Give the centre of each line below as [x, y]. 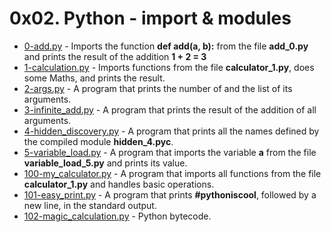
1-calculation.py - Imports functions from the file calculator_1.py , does [169, 67]
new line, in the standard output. [90, 205]
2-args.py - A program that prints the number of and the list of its [158, 88]
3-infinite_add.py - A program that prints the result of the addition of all [170, 109]
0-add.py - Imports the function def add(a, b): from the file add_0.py [166, 46]
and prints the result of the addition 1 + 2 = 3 [115, 56]
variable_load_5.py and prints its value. [105, 163]
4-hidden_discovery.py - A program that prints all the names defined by [171, 131]
